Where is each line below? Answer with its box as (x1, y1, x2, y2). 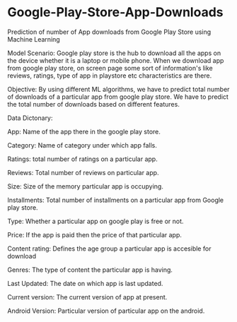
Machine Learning (7, 35, 60, 43)
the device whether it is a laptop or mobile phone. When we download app (7, 56, 224, 64)
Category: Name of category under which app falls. (7, 141, 157, 149)
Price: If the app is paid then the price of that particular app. (7, 230, 183, 239)
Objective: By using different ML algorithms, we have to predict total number (7, 85, 230, 93)
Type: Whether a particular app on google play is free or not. (7, 217, 184, 225)
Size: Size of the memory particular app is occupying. (7, 181, 164, 191)
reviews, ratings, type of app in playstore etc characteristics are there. (7, 71, 212, 80)
